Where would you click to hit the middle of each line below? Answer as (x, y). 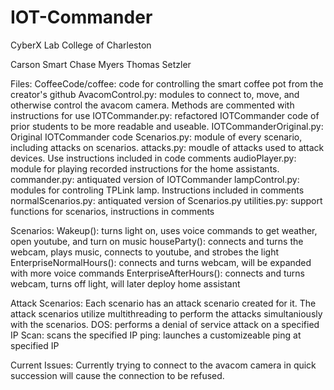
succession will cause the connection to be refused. (117, 375)
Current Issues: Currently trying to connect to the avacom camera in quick (163, 365)
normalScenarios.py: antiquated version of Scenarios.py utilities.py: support (166, 200)
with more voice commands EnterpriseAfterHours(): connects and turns (157, 273)
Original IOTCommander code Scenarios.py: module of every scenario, (156, 137)
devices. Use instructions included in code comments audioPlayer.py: (153, 158)
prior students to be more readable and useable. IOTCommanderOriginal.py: (167, 126)
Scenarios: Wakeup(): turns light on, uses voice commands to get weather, (164, 230)
